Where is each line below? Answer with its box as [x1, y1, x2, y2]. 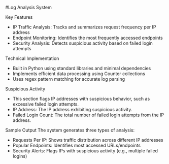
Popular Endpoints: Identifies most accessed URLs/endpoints [12, 142, 141, 148]
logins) [12, 153, 27, 159]
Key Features [5, 14, 33, 20]
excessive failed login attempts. [12, 101, 79, 107]
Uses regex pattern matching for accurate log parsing [12, 76, 125, 82]
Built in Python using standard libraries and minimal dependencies [12, 65, 151, 71]
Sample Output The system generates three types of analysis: [5, 127, 135, 133]
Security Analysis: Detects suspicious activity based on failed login [12, 40, 153, 46]
